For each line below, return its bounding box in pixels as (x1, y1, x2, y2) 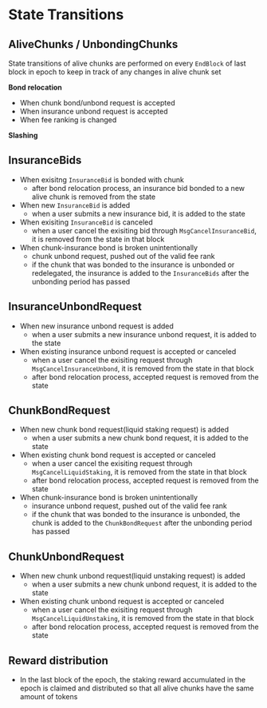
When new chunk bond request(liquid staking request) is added (19, 425, 230, 435)
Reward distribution (8, 654, 109, 667)
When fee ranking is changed (19, 115, 117, 125)
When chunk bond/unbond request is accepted (19, 98, 175, 107)
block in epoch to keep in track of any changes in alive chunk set (8, 67, 222, 77)
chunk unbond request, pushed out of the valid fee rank (31, 251, 215, 261)
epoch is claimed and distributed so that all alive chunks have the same (19, 683, 254, 693)
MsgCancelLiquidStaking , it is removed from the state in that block (31, 467, 247, 477)
